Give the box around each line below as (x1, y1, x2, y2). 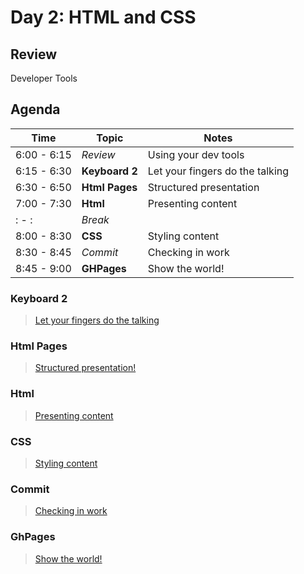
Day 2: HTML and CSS (10, 6, 197, 29)
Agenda (10, 101, 61, 118)
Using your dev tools (147, 147, 245, 161)
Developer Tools (10, 72, 78, 84)
